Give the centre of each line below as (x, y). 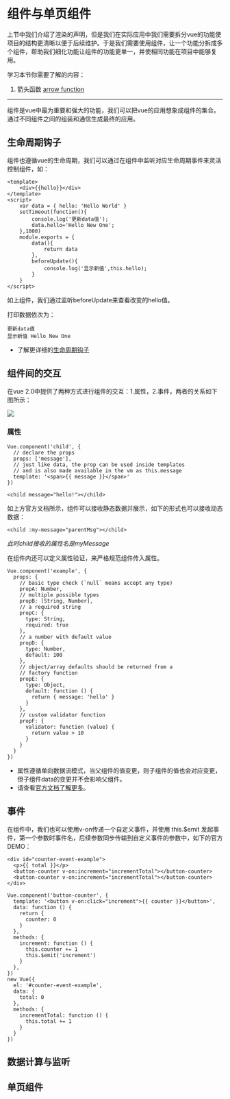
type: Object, (46, 685)
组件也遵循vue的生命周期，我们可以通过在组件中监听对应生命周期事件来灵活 (114, 160)
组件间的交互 (34, 373)
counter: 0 (41, 919)
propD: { (32, 643)
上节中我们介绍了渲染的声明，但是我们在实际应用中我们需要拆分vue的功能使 (114, 34)
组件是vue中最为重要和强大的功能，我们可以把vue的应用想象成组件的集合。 (114, 110)
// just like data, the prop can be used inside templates (99, 464)
